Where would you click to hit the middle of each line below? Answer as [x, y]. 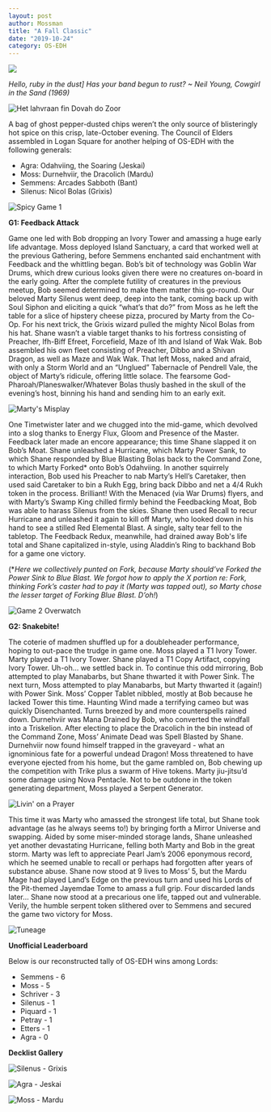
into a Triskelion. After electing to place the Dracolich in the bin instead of [131, 728]
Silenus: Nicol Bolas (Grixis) [66, 192]
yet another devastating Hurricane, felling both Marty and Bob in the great [132, 846]
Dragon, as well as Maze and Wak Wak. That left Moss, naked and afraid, [130, 359]
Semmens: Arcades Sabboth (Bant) [79, 183]
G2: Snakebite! [34, 626]
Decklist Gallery [36, 1053]
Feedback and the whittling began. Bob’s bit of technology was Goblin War [133, 265]
